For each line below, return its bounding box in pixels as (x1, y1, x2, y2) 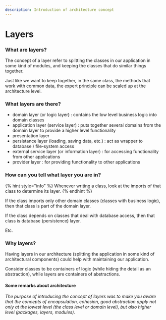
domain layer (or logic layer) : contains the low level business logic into (12, 112, 157, 118)
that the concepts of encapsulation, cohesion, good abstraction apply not (5, 299, 157, 305)
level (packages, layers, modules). (5, 309, 75, 315)
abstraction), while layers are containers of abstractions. (5, 271, 120, 277)
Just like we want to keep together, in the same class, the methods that (5, 78, 150, 84)
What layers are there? (5, 101, 61, 107)
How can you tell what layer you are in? (5, 171, 101, 178)
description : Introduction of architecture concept (5, 7, 114, 12)
